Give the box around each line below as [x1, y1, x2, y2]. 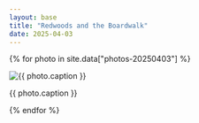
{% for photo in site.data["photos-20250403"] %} [9, 54, 191, 65]
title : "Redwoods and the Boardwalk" [9, 21, 149, 30]
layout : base [9, 12, 57, 22]
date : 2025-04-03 [9, 29, 73, 38]
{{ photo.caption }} [9, 88, 78, 98]
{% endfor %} [9, 105, 60, 116]
